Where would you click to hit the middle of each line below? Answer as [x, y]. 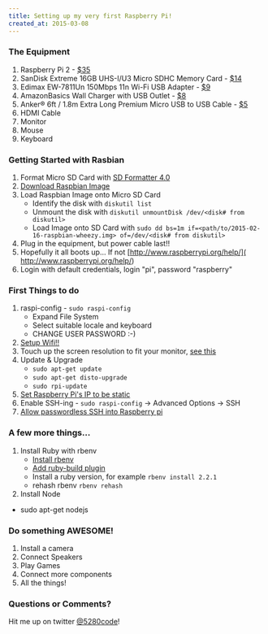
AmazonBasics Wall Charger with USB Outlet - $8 [103, 95]
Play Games [40, 565]
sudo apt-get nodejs [54, 510]
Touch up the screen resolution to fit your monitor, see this [118, 351]
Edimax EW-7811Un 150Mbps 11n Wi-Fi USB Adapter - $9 [115, 87]
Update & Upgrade [52, 360]
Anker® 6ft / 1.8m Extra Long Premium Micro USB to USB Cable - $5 [134, 104]
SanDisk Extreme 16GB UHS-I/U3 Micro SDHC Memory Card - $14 [131, 78]
